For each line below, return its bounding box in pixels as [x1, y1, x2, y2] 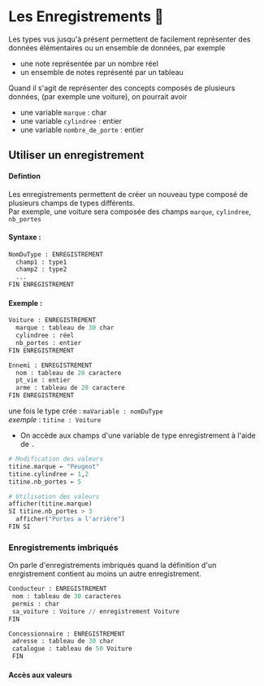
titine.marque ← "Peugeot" [8, 462, 100, 470]
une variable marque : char [19, 107, 107, 117]
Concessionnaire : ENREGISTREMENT [8, 630, 126, 638]
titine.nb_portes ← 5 [8, 478, 82, 486]
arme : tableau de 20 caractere [15, 384, 126, 392]
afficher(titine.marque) [8, 500, 93, 508]
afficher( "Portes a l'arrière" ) [15, 515, 126, 523]
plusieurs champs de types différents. [8, 198, 136, 208]
